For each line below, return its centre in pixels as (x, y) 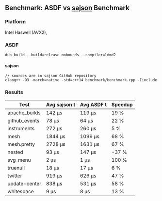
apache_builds (24, 113)
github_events (24, 121)
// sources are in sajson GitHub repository (51, 76)
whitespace (21, 192)
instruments (21, 129)
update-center (24, 184)
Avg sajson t (61, 105)
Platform (15, 22)
